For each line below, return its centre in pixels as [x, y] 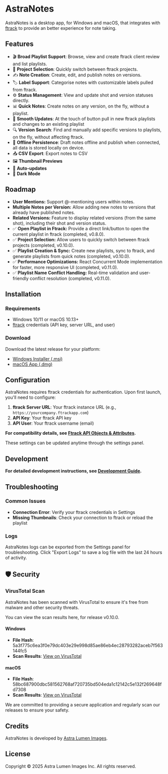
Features [19, 44]
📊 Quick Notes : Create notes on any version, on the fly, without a [81, 106]
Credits [17, 726]
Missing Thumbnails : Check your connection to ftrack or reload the [83, 518]
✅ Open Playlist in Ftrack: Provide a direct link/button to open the [81, 228]
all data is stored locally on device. [48, 147]
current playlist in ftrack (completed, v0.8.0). [59, 234]
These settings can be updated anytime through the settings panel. [75, 443]
